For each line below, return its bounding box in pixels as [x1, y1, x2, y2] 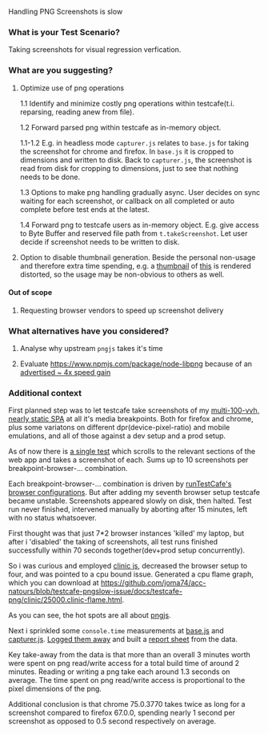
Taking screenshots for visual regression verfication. [8, 45, 182, 54]
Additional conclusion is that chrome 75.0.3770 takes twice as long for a [8, 700, 246, 709]
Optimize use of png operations [19, 83, 125, 93]
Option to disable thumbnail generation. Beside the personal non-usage [19, 252, 256, 262]
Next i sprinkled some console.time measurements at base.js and [8, 626, 224, 636]
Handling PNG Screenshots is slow [8, 7, 123, 16]
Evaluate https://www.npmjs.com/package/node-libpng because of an [19, 359, 253, 369]
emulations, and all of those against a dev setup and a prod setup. [8, 431, 226, 441]
